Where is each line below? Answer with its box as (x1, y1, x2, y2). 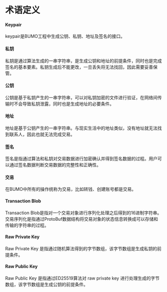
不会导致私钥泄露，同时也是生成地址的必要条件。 (13, 101, 114, 107)
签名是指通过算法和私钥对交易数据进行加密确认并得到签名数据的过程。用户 (5, 155, 158, 162)
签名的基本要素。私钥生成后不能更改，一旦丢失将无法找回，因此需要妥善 (5, 64, 153, 70)
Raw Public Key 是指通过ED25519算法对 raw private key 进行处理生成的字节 (5, 275, 160, 282)
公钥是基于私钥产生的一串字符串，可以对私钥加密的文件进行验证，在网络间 (5, 94, 158, 100)
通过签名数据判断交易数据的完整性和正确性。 (9, 162, 101, 168)
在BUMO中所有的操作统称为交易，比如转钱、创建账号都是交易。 (5, 186, 136, 192)
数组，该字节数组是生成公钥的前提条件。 (5, 282, 88, 288)
